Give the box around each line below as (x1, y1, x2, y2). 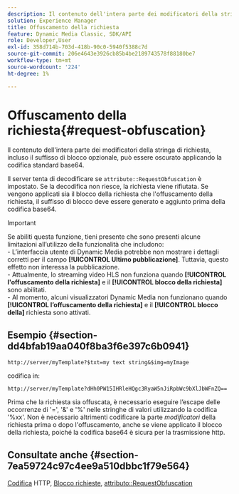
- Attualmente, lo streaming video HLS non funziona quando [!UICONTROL (7, 270, 226, 279)
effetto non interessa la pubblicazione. (7, 263, 119, 272)
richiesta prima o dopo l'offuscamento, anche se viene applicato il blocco (7, 421, 223, 429)
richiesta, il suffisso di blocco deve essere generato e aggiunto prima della (7, 197, 225, 206)
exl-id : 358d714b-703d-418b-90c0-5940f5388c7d (7, 43, 148, 51)
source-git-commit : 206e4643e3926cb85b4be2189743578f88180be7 (7, 51, 196, 58)
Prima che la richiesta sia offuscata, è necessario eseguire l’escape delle (7, 398, 221, 406)
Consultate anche (7, 448, 88, 460)
